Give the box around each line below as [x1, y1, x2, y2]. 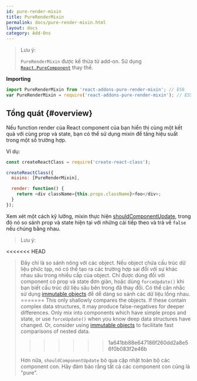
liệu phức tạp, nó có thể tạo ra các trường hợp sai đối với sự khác [20, 265, 178, 273]
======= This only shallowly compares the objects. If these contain [20, 297, 186, 304]
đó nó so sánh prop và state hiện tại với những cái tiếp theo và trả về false [6, 219, 186, 226]
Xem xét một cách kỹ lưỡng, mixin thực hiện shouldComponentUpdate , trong [6, 212, 191, 220]
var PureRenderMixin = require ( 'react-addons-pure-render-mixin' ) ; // [6, 92, 182, 98]
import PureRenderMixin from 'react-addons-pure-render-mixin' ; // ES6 [6, 87, 185, 93]
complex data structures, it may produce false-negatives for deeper [20, 302, 185, 309]
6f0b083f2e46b [108, 345, 148, 352]
